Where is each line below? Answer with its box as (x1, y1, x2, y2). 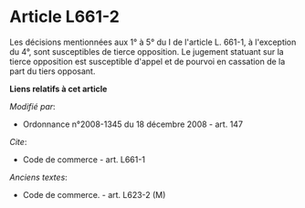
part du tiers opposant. (9, 66, 96, 77)
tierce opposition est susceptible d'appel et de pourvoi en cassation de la (9, 56, 286, 67)
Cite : (9, 136, 27, 147)
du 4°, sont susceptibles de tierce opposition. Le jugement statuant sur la (9, 46, 285, 57)
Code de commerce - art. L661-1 (22, 153, 146, 165)
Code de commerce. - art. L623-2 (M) (22, 189, 166, 200)
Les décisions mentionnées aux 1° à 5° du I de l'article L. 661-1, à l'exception (9, 36, 297, 47)
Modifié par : (9, 100, 57, 111)
